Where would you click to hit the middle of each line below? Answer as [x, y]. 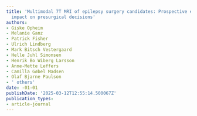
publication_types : [30, 98]
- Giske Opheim [25, 28]
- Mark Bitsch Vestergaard [39, 50]
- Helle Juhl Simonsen [34, 55]
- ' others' [21, 83]
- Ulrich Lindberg [28, 45]
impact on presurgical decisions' [53, 17]
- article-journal [28, 104]
